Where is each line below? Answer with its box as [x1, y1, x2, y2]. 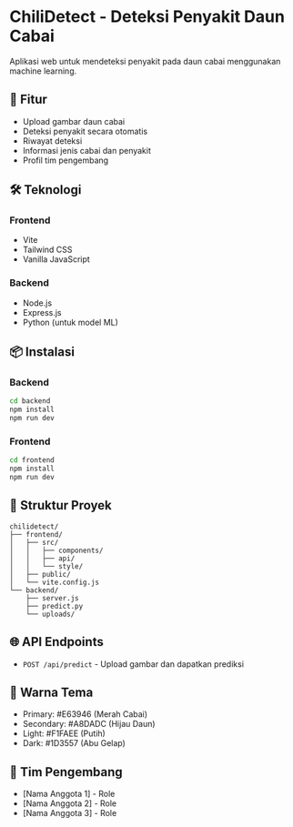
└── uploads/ [25, 610, 76, 619]
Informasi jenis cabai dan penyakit [22, 145, 152, 156]
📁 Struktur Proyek [9, 498, 112, 513]
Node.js [22, 298, 53, 308]
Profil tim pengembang [22, 155, 109, 166]
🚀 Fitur [9, 92, 48, 107]
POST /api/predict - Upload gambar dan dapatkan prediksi [22, 658, 244, 670]
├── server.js [25, 593, 79, 602]
